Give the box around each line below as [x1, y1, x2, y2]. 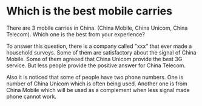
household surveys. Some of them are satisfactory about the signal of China [6, 48, 197, 56]
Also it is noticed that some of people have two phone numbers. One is [6, 73, 184, 81]
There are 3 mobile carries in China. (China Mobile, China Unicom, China [6, 24, 188, 31]
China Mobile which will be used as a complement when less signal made [6, 86, 190, 93]
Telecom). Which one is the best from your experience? [6, 30, 146, 38]
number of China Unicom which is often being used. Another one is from [6, 80, 188, 87]
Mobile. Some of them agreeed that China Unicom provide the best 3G [6, 55, 183, 62]
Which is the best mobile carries [6, 4, 173, 18]
